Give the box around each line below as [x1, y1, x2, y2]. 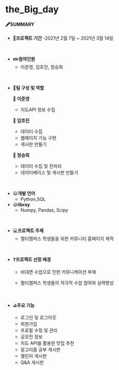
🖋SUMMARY [5, 21, 35, 27]
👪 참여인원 [12, 56, 35, 62]
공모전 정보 [20, 334, 43, 340]
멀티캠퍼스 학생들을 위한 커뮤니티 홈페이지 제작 [20, 236, 114, 242]
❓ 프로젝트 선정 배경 [12, 257, 51, 263]
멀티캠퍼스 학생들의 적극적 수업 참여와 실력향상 [20, 280, 114, 286]
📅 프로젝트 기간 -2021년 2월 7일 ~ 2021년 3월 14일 [12, 35, 114, 42]
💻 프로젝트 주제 [12, 227, 44, 234]
